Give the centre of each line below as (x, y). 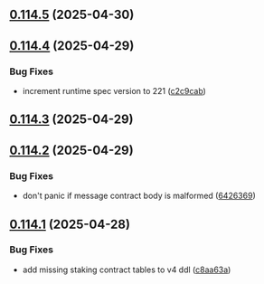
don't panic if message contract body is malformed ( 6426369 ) (139, 196)
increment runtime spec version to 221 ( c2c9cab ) (114, 91)
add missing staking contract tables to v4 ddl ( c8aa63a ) (127, 270)
